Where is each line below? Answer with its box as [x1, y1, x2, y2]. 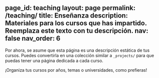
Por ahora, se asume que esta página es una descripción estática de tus [5, 47, 150, 53]
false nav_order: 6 [5, 34, 61, 43]
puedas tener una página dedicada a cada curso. [5, 58, 104, 63]
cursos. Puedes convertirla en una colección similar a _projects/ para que [5, 52, 155, 58]
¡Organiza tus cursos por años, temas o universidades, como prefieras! [5, 67, 147, 73]
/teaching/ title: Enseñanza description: [5, 12, 128, 20]
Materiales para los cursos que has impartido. [5, 19, 147, 27]
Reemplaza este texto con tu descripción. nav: [5, 27, 148, 35]
